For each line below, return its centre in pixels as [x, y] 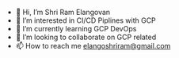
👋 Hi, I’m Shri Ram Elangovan [63, 12]
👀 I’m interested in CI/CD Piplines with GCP [86, 20]
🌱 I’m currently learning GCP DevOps [76, 29]
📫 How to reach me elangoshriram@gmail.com [93, 46]
